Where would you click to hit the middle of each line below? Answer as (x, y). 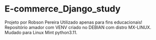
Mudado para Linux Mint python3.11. (41, 32)
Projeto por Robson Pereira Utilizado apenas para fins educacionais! (74, 22)
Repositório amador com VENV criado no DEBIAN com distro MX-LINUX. (78, 27)
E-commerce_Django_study (63, 9)
